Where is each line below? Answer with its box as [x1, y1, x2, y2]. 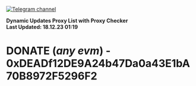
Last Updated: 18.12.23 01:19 [6, 24, 78, 30]
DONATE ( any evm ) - [6, 44, 111, 58]
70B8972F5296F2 [6, 69, 97, 83]
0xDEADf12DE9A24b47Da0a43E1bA [6, 57, 190, 71]
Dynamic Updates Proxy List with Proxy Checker [6, 17, 128, 24]
